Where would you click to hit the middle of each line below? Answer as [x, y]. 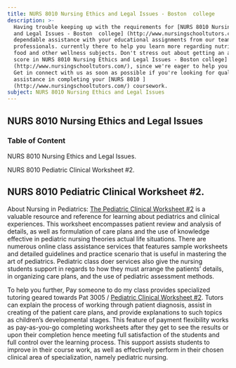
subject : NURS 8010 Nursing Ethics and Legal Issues [86, 92]
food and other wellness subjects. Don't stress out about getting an [119, 53]
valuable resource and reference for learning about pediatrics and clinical [113, 216]
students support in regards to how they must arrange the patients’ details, [116, 269]
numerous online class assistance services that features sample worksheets [118, 246]
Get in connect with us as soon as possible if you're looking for [114, 72]
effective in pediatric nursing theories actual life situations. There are [107, 239]
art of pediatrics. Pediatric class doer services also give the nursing [105, 261]
